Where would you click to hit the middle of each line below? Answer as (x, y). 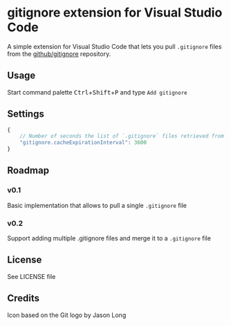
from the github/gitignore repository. (59, 54)
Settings (26, 114)
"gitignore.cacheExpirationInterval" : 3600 (83, 143)
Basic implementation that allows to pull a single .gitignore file (97, 205)
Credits (24, 298)
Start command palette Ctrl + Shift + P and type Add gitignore (98, 92)
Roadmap (28, 171)
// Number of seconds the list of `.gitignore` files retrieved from (122, 136)
